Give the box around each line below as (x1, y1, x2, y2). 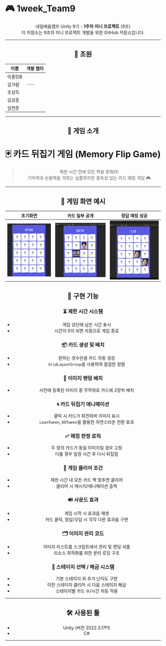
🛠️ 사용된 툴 (66, 608, 100, 617)
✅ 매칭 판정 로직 (65, 433, 101, 440)
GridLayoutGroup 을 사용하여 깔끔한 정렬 (48, 361, 125, 367)
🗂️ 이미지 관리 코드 (62, 530, 104, 537)
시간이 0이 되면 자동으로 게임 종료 (54, 328, 120, 334)
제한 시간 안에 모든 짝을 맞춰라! (59, 169, 119, 175)
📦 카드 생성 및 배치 (61, 342, 105, 348)
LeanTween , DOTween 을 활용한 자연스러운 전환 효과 (39, 419, 134, 425)
